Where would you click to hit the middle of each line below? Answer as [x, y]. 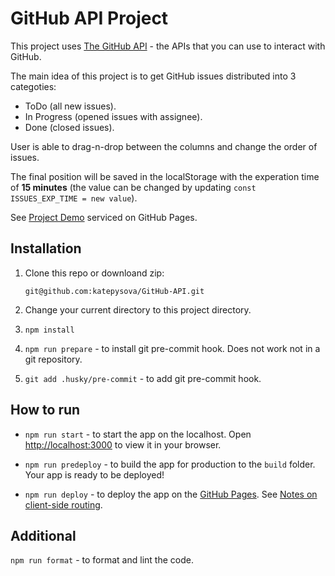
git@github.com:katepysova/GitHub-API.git [114, 291]
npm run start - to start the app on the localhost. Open [138, 434]
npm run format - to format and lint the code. [102, 560]
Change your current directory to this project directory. [138, 309]
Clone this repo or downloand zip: [94, 273]
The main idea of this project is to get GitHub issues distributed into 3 [153, 76]
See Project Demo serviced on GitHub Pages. [104, 217]
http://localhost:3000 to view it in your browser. [123, 444]
